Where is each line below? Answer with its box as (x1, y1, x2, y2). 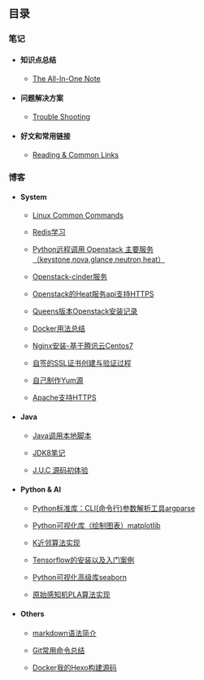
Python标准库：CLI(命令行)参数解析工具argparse (32, 504, 196, 513)
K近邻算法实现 (32, 538, 80, 548)
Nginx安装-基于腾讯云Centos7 (32, 341, 134, 351)
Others (20, 609, 45, 619)
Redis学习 (32, 227, 66, 237)
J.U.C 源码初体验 (32, 466, 89, 475)
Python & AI (20, 484, 62, 494)
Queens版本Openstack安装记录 (32, 306, 138, 316)
